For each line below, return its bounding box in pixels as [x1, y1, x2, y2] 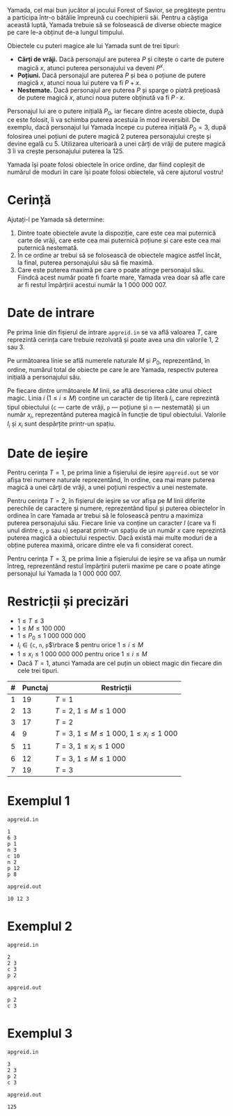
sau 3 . [7, 343, 25, 351]
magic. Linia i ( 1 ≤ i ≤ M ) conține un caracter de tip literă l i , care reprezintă [7, 394, 220, 403]
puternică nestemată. [17, 244, 79, 252]
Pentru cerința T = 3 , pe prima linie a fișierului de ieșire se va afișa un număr [7, 555, 226, 563]
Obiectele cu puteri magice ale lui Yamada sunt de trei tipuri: [7, 42, 180, 49]
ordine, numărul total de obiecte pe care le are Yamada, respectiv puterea [7, 365, 218, 373]
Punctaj [22, 683, 49, 692]
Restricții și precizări [7, 594, 129, 610]
